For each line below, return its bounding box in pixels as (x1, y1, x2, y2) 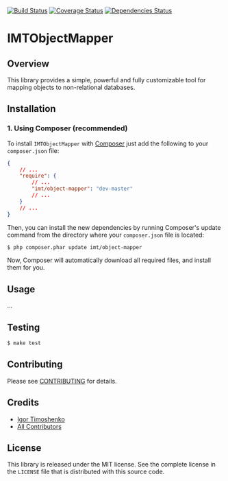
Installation (7, 103, 56, 115)
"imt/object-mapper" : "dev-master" (31, 185, 134, 192)
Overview (7, 58, 50, 69)
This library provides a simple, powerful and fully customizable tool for (7, 76, 206, 84)
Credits (7, 397, 40, 408)
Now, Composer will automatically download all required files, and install (7, 256, 211, 264)
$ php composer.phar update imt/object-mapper (7, 244, 142, 250)
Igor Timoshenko (16, 415, 65, 423)
